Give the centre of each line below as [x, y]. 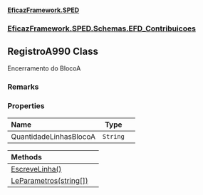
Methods [27, 157]
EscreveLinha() [36, 169]
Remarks [23, 87]
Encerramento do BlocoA [44, 68]
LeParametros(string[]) [50, 180]
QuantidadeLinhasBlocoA [53, 137]
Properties [26, 106]
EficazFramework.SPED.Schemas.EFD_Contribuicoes [101, 28]
